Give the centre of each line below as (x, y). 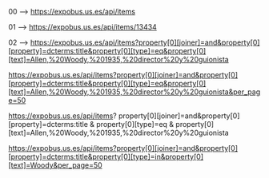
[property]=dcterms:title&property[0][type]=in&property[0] (106, 156)
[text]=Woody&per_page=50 (55, 165)
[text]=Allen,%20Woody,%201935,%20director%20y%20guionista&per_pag (134, 92)
